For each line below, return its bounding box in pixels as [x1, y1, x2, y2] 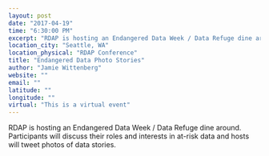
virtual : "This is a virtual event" [8, 101, 130, 109]
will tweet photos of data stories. [8, 140, 116, 150]
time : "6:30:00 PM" [8, 26, 74, 34]
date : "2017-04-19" [8, 19, 74, 27]
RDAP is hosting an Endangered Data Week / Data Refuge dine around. [8, 123, 242, 133]
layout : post [8, 11, 52, 20]
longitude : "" [8, 94, 56, 102]
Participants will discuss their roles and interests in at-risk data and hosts [8, 131, 250, 141]
